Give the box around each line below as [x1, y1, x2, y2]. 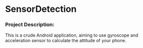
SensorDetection [5, 3, 77, 15]
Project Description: [5, 21, 55, 28]
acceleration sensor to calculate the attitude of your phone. [5, 38, 127, 44]
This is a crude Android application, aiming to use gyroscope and [5, 32, 139, 38]
